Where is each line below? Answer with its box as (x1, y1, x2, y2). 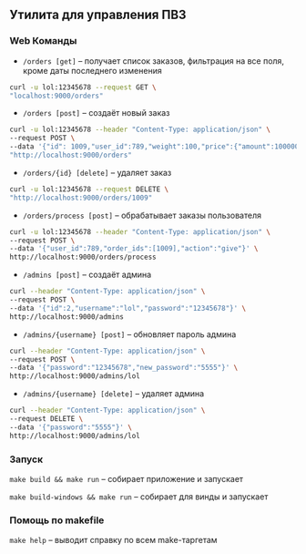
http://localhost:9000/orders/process (9, 252, 157, 262)
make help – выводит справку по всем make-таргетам (9, 535, 218, 546)
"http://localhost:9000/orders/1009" (9, 193, 153, 202)
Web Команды (9, 35, 77, 47)
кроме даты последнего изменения (22, 65, 162, 76)
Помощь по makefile (9, 514, 105, 527)
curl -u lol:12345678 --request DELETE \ (9, 184, 169, 194)
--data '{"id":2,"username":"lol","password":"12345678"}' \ (9, 303, 247, 313)
